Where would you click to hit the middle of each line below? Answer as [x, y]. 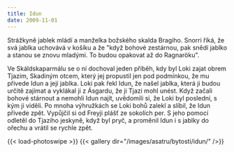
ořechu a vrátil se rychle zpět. [50, 128]
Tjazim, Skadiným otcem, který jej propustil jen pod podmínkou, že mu [108, 76]
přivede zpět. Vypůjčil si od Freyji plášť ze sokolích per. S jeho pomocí [108, 113]
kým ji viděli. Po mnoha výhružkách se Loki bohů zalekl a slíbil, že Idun [109, 105]
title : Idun [24, 14]
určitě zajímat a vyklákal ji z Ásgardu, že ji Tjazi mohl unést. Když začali [110, 91]
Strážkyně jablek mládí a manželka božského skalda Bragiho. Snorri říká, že [116, 40]
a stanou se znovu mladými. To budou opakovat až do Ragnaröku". [103, 55]
